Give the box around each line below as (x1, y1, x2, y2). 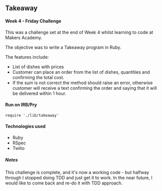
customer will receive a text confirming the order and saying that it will (12, 85, 157, 91)
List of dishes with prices (12, 64, 64, 70)
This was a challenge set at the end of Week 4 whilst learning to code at (5, 29, 154, 35)
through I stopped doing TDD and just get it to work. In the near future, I (5, 174, 153, 180)
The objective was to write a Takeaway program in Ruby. (5, 44, 122, 50)
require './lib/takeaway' (5, 113, 59, 118)
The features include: (5, 54, 49, 60)
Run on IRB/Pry (5, 102, 37, 108)
